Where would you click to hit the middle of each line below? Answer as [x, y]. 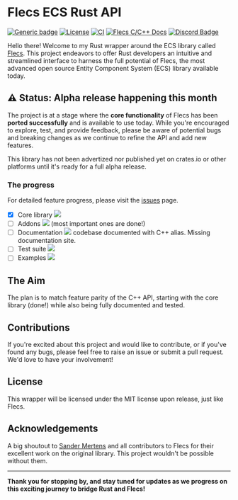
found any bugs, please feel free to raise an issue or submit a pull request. [116, 352]
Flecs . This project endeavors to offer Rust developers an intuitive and [110, 53]
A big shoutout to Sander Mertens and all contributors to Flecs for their [110, 445]
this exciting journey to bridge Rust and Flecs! [76, 489]
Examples [32, 258]
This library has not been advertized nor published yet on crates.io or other [117, 159]
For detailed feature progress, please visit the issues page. [93, 200]
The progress [31, 185]
